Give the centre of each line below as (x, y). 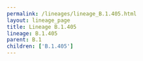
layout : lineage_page (39, 20)
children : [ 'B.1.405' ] (40, 46)
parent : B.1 (24, 40)
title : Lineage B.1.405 (42, 27)
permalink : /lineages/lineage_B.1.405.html (72, 14)
